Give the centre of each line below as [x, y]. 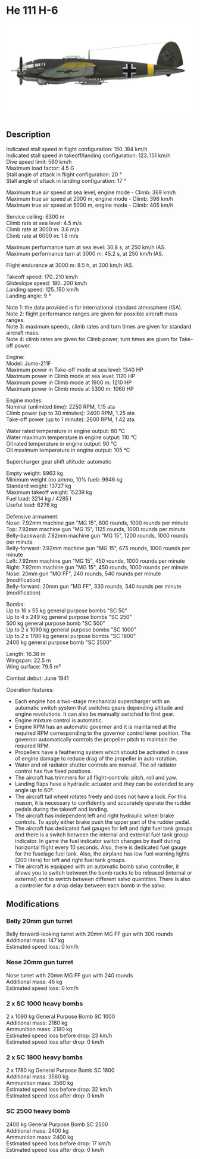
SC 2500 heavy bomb [38, 1111]
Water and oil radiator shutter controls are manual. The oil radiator [96, 765]
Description [28, 135]
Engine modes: [24, 400]
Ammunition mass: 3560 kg [40, 1083]
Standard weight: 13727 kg [39, 486]
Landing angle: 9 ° [29, 296]
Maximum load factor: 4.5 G [40, 168]
